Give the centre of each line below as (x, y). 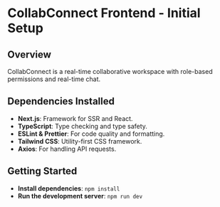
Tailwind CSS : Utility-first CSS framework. (80, 141)
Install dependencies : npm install (69, 188)
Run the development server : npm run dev (80, 196)
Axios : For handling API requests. (67, 149)
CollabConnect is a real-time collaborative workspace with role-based (110, 71)
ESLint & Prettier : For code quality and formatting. (91, 134)
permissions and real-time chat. (54, 79)
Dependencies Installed (61, 101)
